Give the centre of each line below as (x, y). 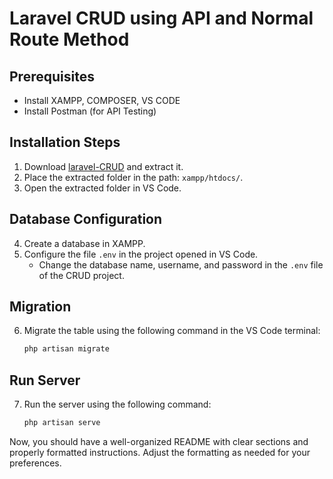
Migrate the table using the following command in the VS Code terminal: (172, 331)
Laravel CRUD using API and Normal (161, 18)
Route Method (69, 39)
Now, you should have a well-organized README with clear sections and (159, 441)
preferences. (35, 463)
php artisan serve (62, 423)
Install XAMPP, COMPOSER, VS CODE (102, 100)
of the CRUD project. (81, 275)
